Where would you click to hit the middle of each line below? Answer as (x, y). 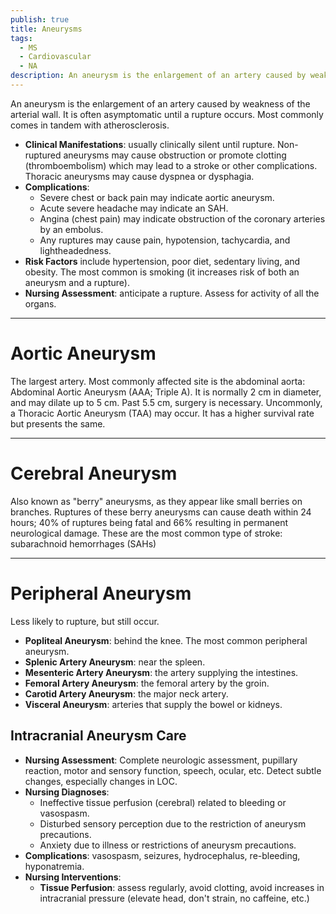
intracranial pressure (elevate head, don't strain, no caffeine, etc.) (174, 898)
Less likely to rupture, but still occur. (85, 621)
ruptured (43, 155)
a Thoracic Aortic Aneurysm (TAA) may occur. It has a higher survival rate (162, 413)
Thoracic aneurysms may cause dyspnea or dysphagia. (139, 176)
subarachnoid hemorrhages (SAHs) (83, 543)
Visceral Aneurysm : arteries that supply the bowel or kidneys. (153, 704)
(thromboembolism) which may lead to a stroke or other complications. (171, 165)
